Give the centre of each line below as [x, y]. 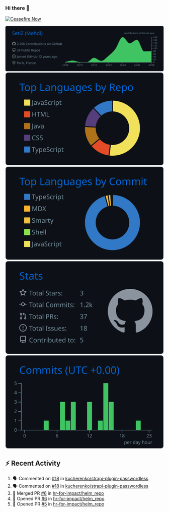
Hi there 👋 [18, 8]
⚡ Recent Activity [33, 463]
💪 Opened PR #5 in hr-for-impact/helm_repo [58, 504]
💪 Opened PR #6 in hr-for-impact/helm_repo [58, 498]
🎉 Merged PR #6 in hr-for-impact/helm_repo [58, 493]
